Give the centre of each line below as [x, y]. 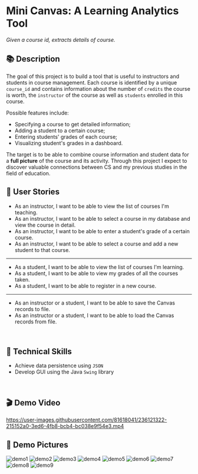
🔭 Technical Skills [39, 352]
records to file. [32, 309]
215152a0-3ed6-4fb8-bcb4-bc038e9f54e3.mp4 [65, 426]
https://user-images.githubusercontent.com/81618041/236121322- [87, 420]
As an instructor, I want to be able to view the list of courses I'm [92, 206]
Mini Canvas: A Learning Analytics [93, 11]
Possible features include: [37, 113]
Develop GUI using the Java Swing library [64, 372]
